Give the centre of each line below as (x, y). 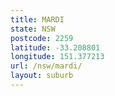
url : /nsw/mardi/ (46, 66)
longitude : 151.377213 (57, 57)
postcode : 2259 (42, 38)
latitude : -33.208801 (55, 47)
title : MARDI (37, 19)
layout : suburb (42, 76)
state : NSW (33, 29)
